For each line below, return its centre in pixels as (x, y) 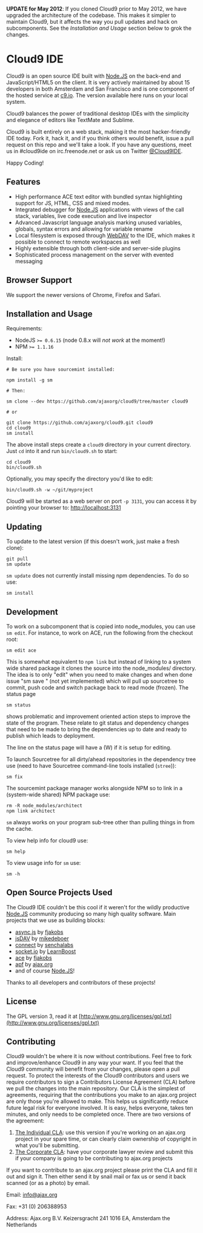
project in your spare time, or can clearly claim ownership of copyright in (106, 1139)
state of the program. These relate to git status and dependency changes (98, 723)
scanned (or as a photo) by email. (48, 1183)
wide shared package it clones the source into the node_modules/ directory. (101, 668)
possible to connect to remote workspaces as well (78, 242)
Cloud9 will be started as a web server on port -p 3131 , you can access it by (101, 501)
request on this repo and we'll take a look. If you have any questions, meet (99, 145)
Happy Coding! (25, 163)
